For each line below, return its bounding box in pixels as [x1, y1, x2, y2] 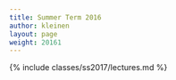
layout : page [9, 29, 58, 38]
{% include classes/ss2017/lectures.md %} [9, 62, 168, 73]
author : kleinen [9, 21, 70, 30]
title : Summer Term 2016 [9, 12, 102, 22]
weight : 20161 [9, 37, 63, 47]
